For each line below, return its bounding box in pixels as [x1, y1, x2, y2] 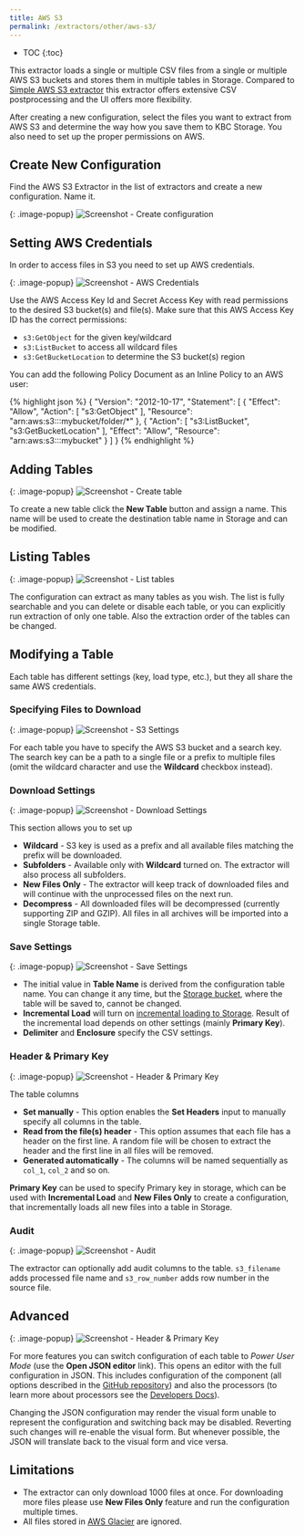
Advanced [9, 1309, 70, 1324]
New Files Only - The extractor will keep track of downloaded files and [22, 879, 289, 890]
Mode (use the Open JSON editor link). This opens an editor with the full [9, 1360, 282, 1371]
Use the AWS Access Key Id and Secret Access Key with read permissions [9, 295, 289, 306]
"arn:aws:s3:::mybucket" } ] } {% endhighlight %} [9, 435, 195, 446]
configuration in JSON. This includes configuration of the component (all [9, 1370, 282, 1381]
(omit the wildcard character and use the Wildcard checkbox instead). [9, 761, 273, 772]
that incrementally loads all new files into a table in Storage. [9, 1201, 233, 1212]
